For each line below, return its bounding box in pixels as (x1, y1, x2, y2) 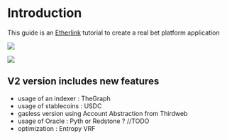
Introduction (7, 5, 82, 21)
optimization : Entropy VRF (17, 124, 96, 132)
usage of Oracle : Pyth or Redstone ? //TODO (17, 117, 150, 125)
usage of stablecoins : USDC (17, 101, 102, 110)
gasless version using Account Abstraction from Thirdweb (17, 109, 188, 117)
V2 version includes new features (7, 76, 160, 88)
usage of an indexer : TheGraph (17, 94, 111, 103)
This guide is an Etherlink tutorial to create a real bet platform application (7, 28, 220, 37)
